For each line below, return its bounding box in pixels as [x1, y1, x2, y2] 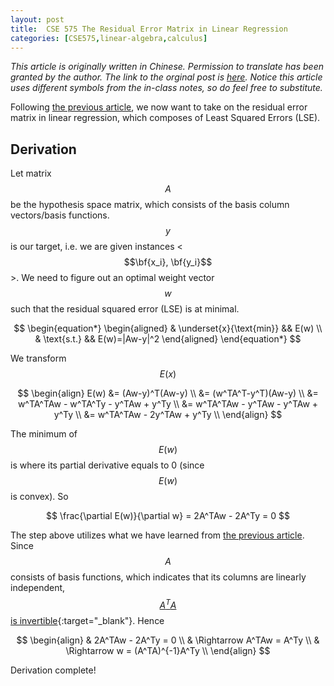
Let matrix [10, 167, 52, 180]
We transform [10, 352, 67, 365]
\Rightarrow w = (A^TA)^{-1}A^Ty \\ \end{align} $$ [65, 644, 271, 656]
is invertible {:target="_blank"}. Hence [10, 614, 165, 626]
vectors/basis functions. [10, 209, 110, 221]
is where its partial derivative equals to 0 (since [10, 459, 205, 471]
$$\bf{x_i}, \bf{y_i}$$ [123, 256, 213, 268]
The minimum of [10, 428, 78, 440]
